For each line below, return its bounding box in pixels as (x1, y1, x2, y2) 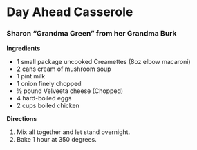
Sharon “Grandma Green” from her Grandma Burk (6, 29, 177, 39)
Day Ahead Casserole (6, 4, 133, 20)
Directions (6, 115, 37, 123)
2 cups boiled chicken (16, 101, 80, 110)
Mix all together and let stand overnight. (16, 128, 131, 136)
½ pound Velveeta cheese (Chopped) (16, 87, 124, 95)
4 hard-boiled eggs (16, 94, 72, 103)
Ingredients (6, 44, 41, 52)
